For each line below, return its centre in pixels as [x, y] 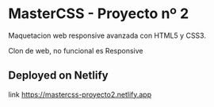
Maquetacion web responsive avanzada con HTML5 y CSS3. [107, 35]
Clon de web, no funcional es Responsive [76, 50]
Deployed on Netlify [58, 76]
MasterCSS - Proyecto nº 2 [99, 14]
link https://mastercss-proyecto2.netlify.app [80, 94]
